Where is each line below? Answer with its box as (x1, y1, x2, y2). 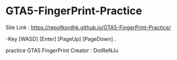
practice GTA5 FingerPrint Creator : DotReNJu (5, 46, 119, 54)
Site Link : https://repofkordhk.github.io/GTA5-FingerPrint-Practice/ (5, 24, 171, 31)
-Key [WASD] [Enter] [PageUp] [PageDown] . (5, 35, 116, 42)
